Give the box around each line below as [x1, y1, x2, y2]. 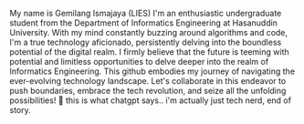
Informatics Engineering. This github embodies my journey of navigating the [9, 66, 295, 77]
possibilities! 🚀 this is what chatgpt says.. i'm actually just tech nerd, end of [9, 95, 292, 106]
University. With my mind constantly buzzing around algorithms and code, [9, 27, 288, 37]
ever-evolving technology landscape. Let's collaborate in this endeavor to [9, 76, 287, 86]
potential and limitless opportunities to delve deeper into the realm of [9, 57, 269, 67]
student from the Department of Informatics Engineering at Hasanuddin [9, 17, 278, 28]
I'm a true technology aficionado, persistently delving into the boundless [9, 36, 282, 47]
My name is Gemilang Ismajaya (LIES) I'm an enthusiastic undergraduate [9, 8, 282, 18]
